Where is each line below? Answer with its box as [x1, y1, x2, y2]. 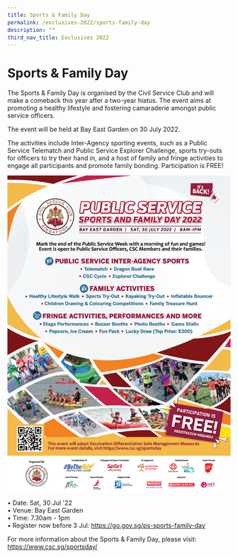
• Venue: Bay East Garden [7, 506, 84, 515]
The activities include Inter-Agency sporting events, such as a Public [7, 139, 208, 147]
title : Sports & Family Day [7, 11, 91, 18]
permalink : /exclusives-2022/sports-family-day [7, 18, 151, 26]
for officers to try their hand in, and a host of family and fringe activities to [7, 154, 223, 162]
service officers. [7, 111, 55, 120]
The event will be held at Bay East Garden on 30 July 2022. [7, 125, 181, 134]
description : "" [7, 26, 55, 33]
